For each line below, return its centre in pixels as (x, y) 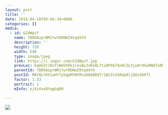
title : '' (15, 14)
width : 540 (25, 51)
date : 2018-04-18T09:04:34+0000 (39, 19)
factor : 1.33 (28, 79)
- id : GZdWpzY (24, 33)
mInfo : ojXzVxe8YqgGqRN (39, 89)
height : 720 (26, 47)
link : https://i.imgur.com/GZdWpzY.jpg (56, 61)
